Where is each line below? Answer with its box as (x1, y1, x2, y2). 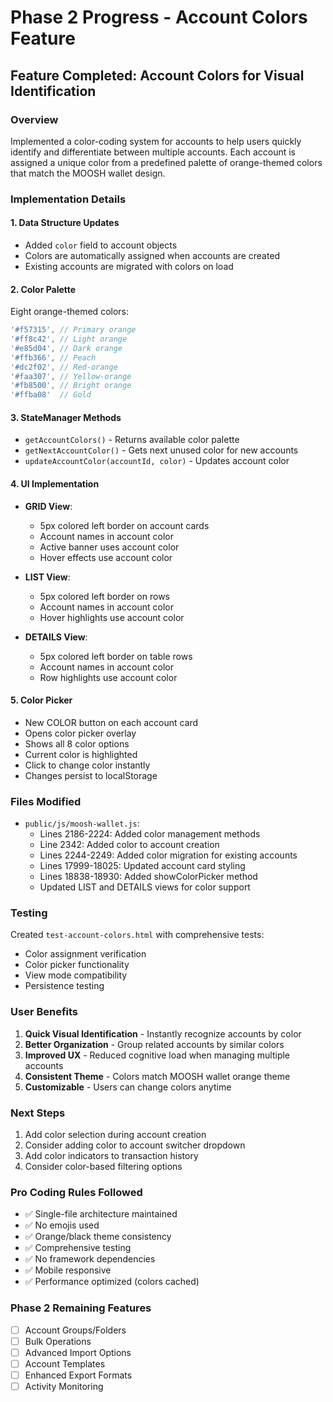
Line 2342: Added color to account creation (39, 839, 220, 851)
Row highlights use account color (39, 671, 178, 683)
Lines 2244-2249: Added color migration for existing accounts (39, 849, 298, 861)
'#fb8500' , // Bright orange (10, 381, 132, 391)
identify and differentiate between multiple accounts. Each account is (10, 146, 296, 158)
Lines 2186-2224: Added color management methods (39, 828, 261, 840)
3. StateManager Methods (10, 411, 122, 423)
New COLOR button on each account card (24, 716, 199, 728)
